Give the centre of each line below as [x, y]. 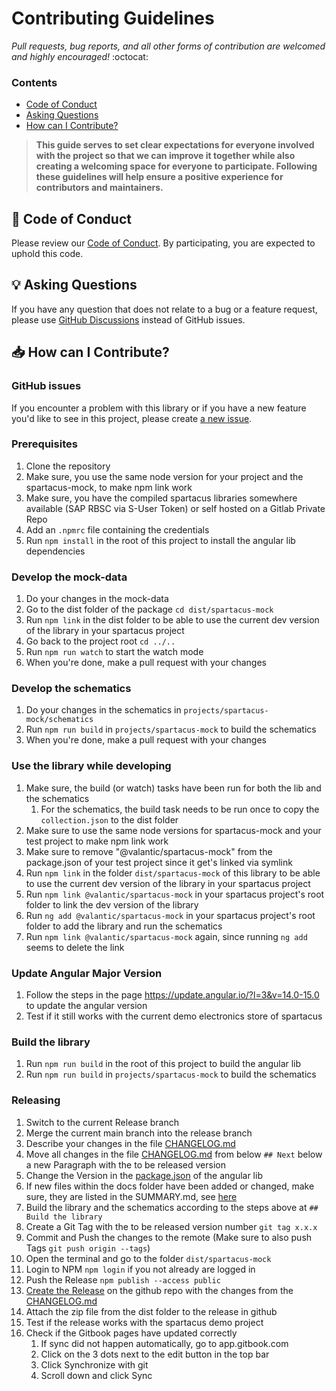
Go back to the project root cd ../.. [100, 641]
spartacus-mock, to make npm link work [109, 487]
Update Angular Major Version [87, 973]
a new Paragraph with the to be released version [125, 1164]
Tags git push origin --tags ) [88, 1248]
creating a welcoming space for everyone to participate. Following [176, 166]
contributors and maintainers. [99, 188]
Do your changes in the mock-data [97, 599]
